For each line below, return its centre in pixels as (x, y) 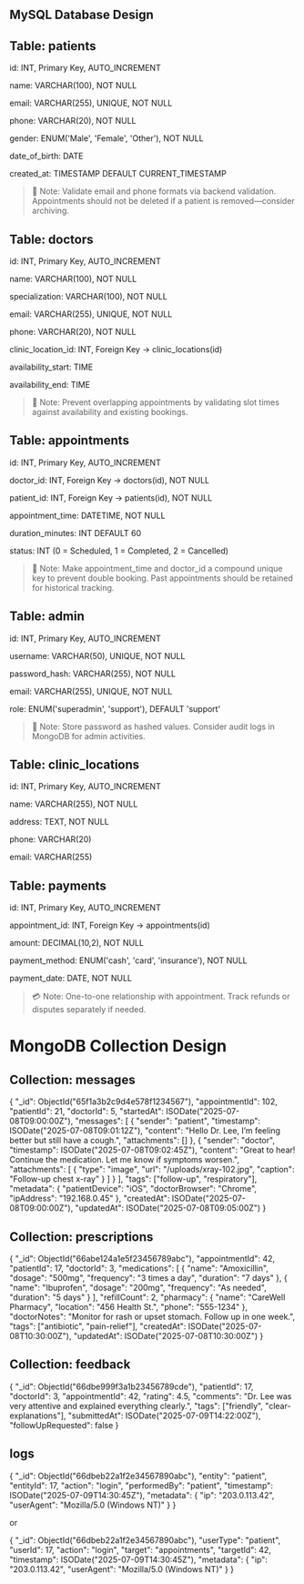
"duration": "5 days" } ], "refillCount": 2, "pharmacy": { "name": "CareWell (147, 1297)
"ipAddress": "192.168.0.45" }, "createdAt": (90, 1198)
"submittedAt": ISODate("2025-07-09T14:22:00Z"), (164, 1416)
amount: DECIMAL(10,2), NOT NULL (76, 943)
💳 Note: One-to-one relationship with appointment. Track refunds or (161, 997)
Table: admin (47, 617)
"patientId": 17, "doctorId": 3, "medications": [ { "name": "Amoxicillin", (139, 1268)
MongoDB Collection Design (118, 1046)
